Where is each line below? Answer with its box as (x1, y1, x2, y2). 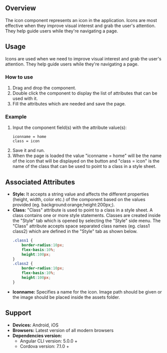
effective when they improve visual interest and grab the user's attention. (5, 22, 156, 28)
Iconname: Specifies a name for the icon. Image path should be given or (12, 288, 162, 294)
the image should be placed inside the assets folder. (12, 294, 120, 300)
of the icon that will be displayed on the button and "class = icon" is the (12, 158, 160, 164)
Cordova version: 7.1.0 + (19, 343, 69, 349)
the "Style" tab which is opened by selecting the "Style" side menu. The (12, 217, 161, 224)
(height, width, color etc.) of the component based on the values (12, 196, 146, 202)
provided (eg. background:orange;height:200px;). (12, 202, 115, 208)
